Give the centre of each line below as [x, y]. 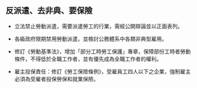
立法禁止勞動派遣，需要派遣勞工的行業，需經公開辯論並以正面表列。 [98, 26]
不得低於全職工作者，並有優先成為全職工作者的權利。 [96, 59]
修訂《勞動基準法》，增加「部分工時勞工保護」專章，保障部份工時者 [97, 51]
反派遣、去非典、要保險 [49, 11]
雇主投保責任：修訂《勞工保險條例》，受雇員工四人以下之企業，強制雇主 [102, 71]
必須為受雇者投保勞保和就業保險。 [56, 78]
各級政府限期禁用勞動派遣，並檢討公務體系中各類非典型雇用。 [91, 39]
